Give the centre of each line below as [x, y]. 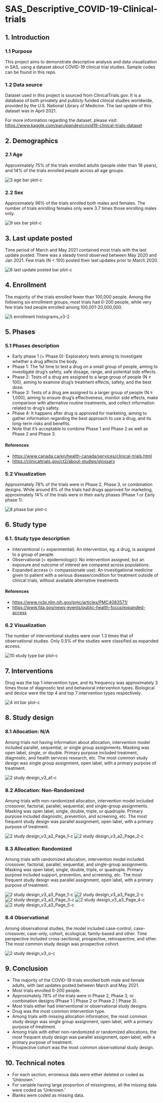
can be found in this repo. [31, 72]
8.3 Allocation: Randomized [38, 849]
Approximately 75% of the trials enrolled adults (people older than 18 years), [81, 165]
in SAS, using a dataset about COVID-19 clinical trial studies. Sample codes [80, 67]
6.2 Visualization [26, 625]
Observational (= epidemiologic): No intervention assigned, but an [78, 559]
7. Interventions [29, 671]
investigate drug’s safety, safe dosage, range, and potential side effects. [84, 372]
